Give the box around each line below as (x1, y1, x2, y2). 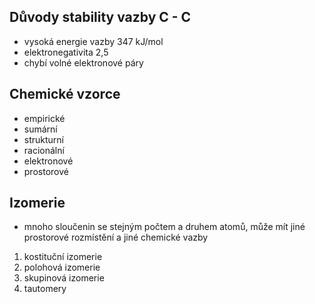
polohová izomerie (23, 261, 101, 274)
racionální (23, 144, 65, 156)
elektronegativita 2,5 (23, 46, 109, 58)
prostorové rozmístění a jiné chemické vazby (23, 231, 209, 244)
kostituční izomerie (23, 251, 103, 263)
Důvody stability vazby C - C (9, 9, 192, 26)
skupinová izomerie (23, 272, 105, 284)
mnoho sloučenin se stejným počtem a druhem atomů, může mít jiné (23, 221, 306, 233)
